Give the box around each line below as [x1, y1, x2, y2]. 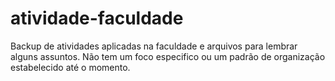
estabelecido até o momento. [10, 61, 131, 73]
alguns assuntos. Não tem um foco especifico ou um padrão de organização [10, 50, 326, 62]
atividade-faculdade [10, 7, 184, 30]
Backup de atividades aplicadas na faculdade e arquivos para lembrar [10, 40, 298, 52]
